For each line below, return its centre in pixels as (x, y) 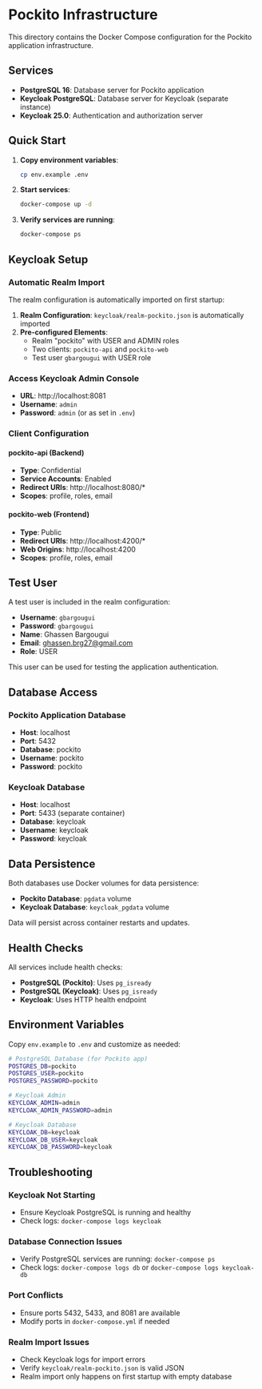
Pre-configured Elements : (64, 332)
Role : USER (39, 652)
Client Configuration (49, 434)
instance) (35, 106)
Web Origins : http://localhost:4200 (77, 549)
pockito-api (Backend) (46, 452)
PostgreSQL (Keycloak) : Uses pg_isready (89, 991)
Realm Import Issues (49, 1342)
